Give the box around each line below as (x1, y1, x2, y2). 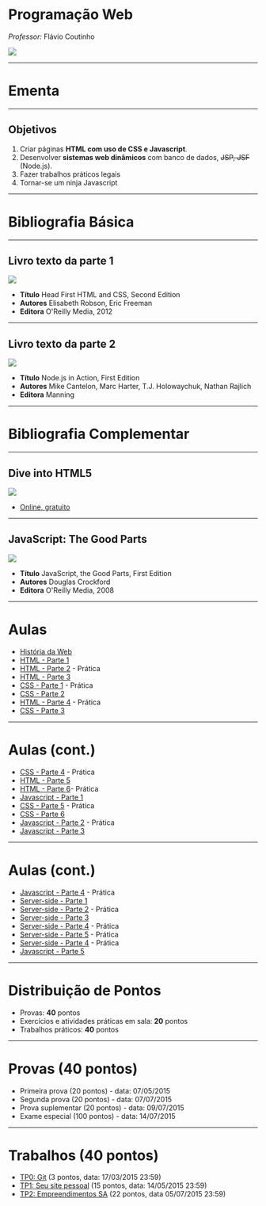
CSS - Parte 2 (19, 689, 65, 698)
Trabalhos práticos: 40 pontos (19, 1025, 119, 1034)
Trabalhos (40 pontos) (8, 1147, 159, 1164)
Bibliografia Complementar (8, 426, 190, 443)
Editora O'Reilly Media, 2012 (19, 307, 113, 316)
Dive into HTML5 (8, 466, 93, 480)
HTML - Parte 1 (19, 655, 70, 665)
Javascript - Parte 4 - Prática (19, 887, 115, 897)
